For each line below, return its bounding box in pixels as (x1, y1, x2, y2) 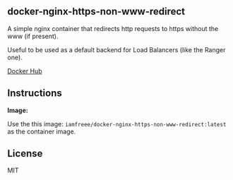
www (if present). (7, 32, 59, 40)
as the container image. (7, 127, 76, 136)
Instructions (7, 88, 62, 100)
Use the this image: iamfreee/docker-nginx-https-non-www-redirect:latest (7, 119, 227, 128)
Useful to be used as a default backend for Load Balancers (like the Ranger (7, 45, 226, 54)
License (7, 148, 43, 160)
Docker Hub (7, 66, 42, 75)
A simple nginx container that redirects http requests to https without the (7, 24, 219, 32)
